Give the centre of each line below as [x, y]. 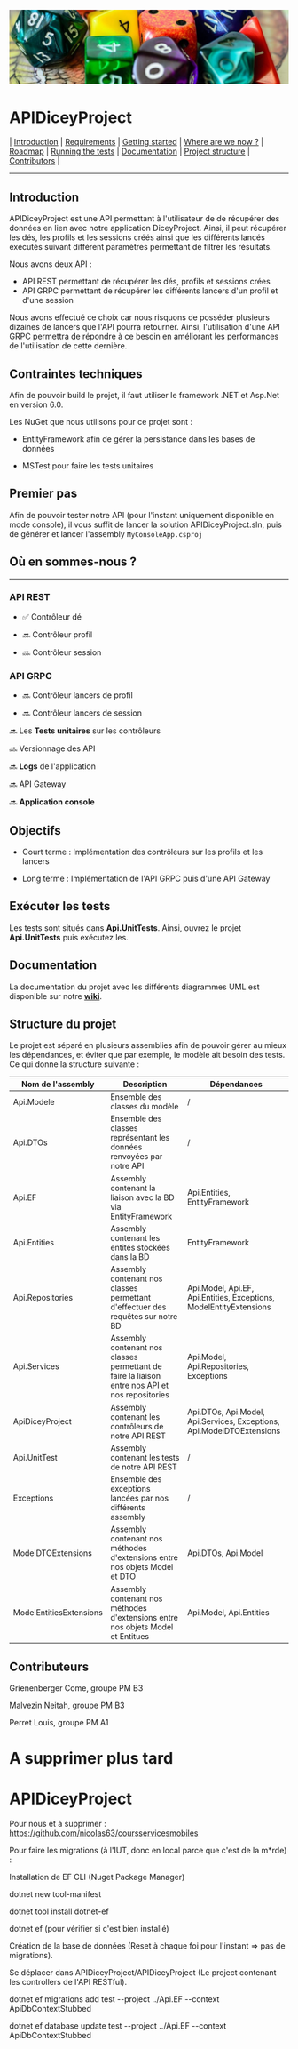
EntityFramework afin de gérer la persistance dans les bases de [138, 439]
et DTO [123, 1577]
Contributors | [35, 161]
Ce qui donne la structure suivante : [74, 1064]
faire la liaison [136, 1376]
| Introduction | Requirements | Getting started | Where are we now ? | [137, 142]
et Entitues [129, 1636]
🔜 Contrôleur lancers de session [82, 713]
